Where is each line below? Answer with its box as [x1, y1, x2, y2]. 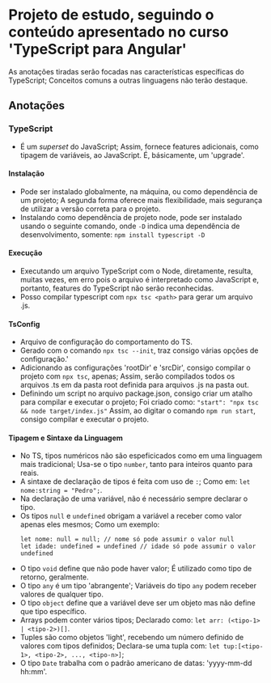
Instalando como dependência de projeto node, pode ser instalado [19, 212, 243, 222]
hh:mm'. [19, 667, 47, 677]
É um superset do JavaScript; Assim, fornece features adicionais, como [19, 142, 259, 151]
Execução [8, 248, 43, 258]
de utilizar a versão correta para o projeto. [19, 204, 161, 214]
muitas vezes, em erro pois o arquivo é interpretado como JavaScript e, [19, 275, 260, 285]
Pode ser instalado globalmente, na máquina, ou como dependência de [19, 186, 258, 196]
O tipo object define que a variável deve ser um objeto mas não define [19, 598, 256, 608]
